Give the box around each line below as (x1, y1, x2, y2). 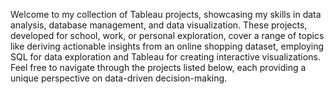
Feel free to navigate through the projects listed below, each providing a (10, 62, 307, 73)
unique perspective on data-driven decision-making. (10, 72, 228, 84)
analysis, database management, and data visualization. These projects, (10, 19, 308, 31)
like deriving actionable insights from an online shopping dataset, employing (10, 40, 325, 52)
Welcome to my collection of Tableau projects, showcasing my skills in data (10, 9, 322, 20)
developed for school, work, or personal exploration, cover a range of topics (10, 30, 325, 41)
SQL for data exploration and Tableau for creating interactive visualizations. (10, 51, 321, 63)
